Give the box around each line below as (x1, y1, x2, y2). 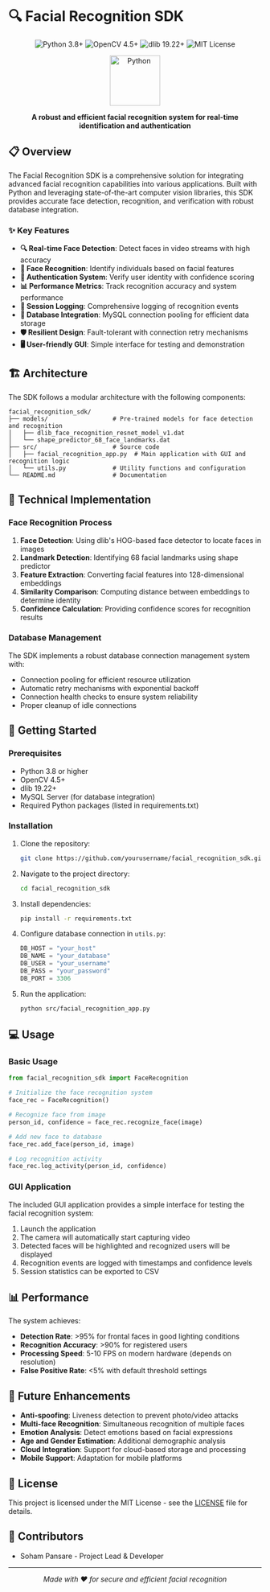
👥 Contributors (8, 1530, 84, 1544)
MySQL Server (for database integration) (19, 792, 155, 801)
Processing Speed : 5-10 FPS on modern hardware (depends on (19, 1349, 231, 1359)
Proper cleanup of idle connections (19, 700, 137, 710)
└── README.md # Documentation (8, 471, 167, 479)
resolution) (19, 1357, 56, 1367)
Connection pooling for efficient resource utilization (19, 674, 191, 685)
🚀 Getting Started (8, 724, 97, 738)
